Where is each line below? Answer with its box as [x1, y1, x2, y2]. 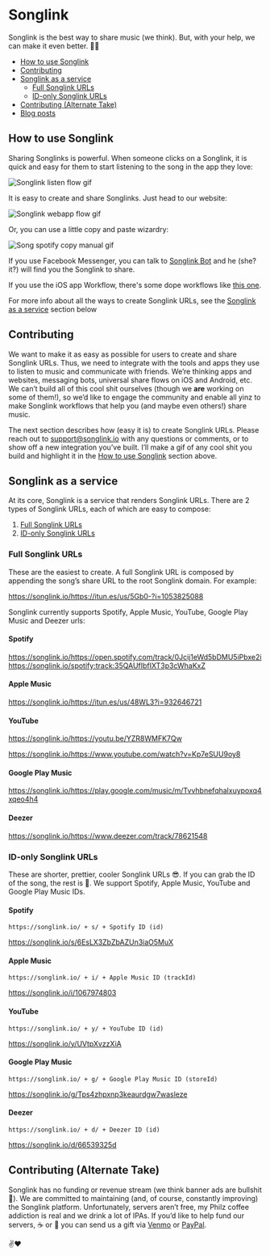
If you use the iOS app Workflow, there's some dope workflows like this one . [8, 280, 262, 290]
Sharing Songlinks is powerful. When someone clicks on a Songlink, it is [8, 153, 247, 163]
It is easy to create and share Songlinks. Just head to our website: [8, 192, 227, 203]
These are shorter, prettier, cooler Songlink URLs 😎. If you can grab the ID [8, 869, 255, 879]
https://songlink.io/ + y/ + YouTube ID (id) [8, 1025, 164, 1033]
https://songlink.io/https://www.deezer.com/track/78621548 [8, 831, 208, 840]
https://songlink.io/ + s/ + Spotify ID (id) [8, 924, 164, 932]
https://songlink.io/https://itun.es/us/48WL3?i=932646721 [8, 697, 202, 707]
